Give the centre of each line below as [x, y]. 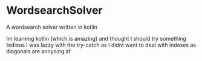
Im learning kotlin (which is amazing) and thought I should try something [96, 38]
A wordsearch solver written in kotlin [52, 27]
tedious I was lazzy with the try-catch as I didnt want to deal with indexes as [101, 45]
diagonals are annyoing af [39, 51]
